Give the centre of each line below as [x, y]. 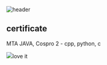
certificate [27, 29]
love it [20, 56]
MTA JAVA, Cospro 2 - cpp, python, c [53, 44]
